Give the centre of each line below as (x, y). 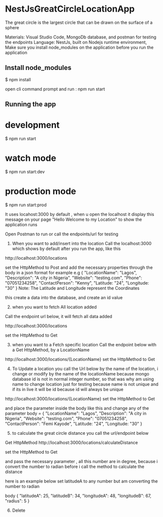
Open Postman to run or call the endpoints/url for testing (62, 234)
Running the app (30, 104)
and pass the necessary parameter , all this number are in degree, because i (81, 461)
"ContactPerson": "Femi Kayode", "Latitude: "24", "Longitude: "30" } (74, 424)
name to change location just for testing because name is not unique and (85, 384)
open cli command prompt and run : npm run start (55, 89)
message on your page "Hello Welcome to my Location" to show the (73, 219)
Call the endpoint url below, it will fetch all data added (59, 316)
